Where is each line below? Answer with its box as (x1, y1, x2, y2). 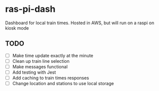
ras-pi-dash (5, 3, 56, 15)
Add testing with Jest (12, 69, 56, 75)
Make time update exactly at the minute (12, 52, 93, 58)
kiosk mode (5, 25, 29, 31)
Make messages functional (12, 63, 68, 70)
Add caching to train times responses (12, 75, 89, 81)
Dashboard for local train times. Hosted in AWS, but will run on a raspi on (5, 20, 155, 26)
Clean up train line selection (12, 58, 70, 64)
